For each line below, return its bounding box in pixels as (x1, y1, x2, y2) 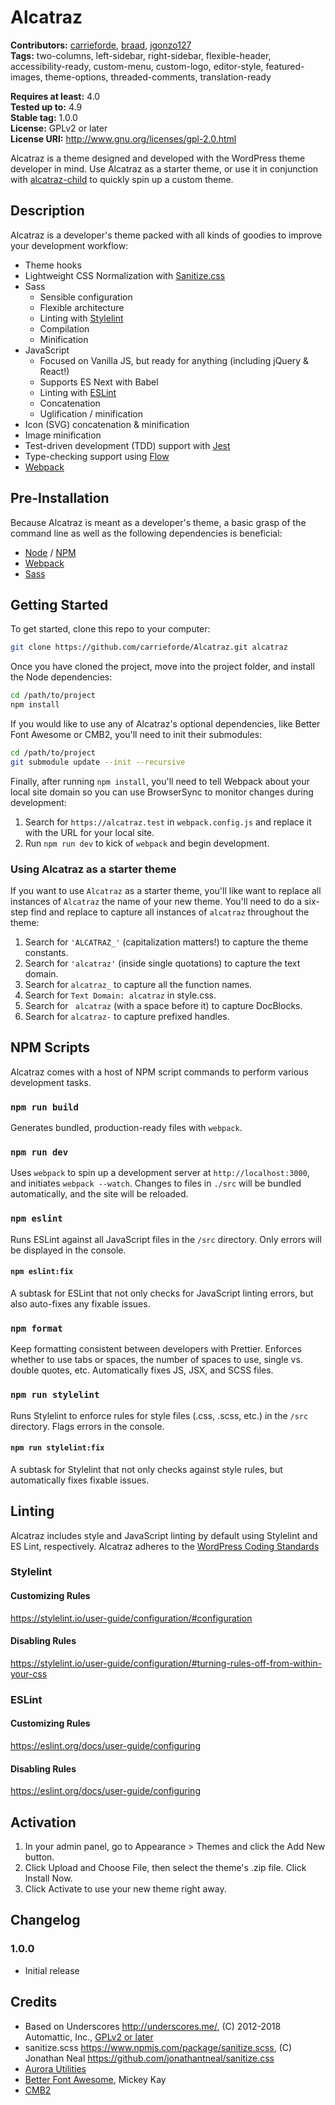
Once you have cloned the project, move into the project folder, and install (10, 661, 315, 673)
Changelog (10, 1912, 81, 1929)
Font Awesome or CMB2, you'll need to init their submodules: (10, 729, 263, 740)
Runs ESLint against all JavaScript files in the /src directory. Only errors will (10, 1233, 322, 1245)
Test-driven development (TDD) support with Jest (24, 439, 231, 451)
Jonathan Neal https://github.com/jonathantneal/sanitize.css (24, 2052, 275, 2064)
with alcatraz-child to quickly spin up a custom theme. (10, 173, 234, 185)
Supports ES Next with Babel (39, 376, 159, 388)
